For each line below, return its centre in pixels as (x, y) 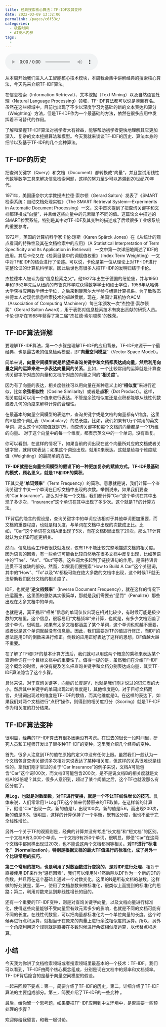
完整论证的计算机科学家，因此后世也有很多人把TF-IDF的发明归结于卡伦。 (79, 268)
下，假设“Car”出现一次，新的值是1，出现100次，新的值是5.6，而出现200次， (83, 809)
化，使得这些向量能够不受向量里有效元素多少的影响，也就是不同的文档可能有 (83, 908)
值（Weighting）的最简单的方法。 (39, 456)
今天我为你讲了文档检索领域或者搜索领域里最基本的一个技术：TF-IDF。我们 (82, 963)
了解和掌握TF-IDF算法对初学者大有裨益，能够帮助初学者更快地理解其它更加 (82, 130)
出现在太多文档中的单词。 (31, 602)
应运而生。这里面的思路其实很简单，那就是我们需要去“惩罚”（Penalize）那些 (83, 595)
